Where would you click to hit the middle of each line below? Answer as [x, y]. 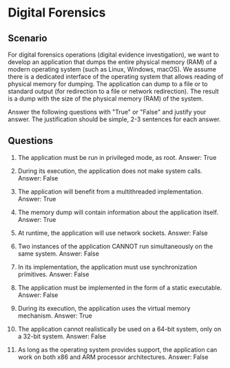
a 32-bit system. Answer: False [62, 336]
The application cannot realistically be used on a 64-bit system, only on [119, 329]
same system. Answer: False [58, 254]
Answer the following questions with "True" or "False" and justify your [107, 112]
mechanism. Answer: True [55, 316]
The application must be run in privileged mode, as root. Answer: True [117, 157]
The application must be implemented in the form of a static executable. [120, 287]
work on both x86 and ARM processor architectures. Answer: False [113, 357]
